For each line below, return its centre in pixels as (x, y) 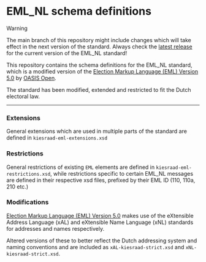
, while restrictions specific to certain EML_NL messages (122, 173)
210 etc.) (17, 186)
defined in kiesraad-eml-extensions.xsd (57, 138)
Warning (17, 28)
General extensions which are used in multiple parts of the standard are (97, 131)
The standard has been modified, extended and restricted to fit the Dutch (99, 89)
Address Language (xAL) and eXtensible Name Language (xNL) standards (100, 222)
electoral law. (23, 96)
